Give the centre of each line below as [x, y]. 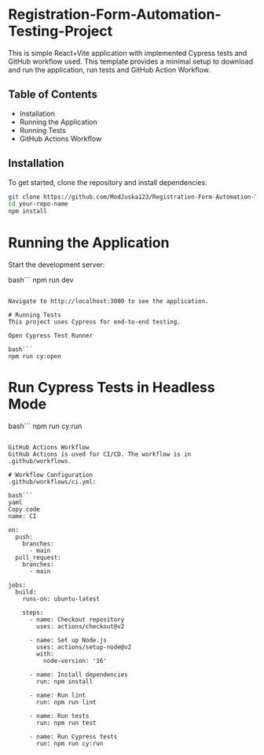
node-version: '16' [75, 661]
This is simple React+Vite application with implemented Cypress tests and [128, 53]
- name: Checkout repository [77, 620]
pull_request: [38, 558]
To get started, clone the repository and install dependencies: [108, 182]
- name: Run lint [57, 696]
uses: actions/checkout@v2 [81, 627]
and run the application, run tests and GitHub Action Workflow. [109, 69]
